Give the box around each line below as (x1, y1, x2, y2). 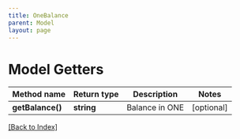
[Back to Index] (8, 122, 58, 132)
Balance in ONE (126, 102, 184, 113)
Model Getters (8, 60, 104, 78)
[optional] (191, 102, 228, 113)
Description (133, 88, 178, 100)
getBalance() (12, 102, 62, 113)
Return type (73, 88, 119, 100)
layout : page (8, 26, 51, 34)
